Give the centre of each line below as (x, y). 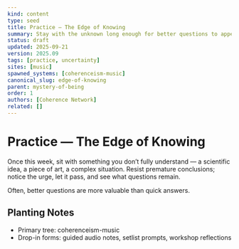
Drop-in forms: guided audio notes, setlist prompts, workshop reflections (124, 237)
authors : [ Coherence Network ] (52, 100)
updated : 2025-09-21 (38, 47)
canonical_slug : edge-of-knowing (57, 80)
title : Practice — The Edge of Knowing (67, 27)
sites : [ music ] (30, 67)
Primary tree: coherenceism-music (69, 230)
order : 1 (20, 93)
